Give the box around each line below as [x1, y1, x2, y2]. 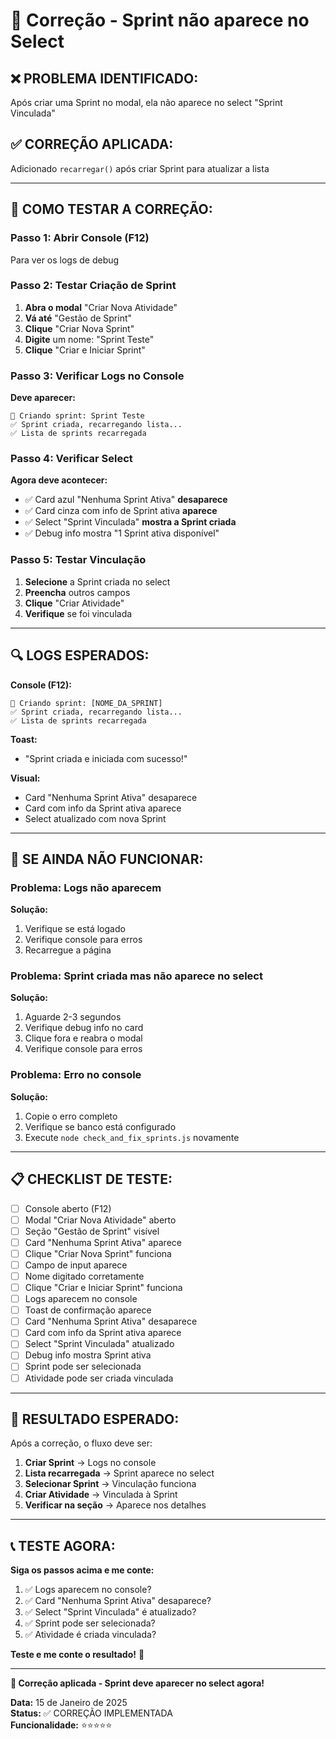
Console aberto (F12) [24, 1202, 112, 1214]
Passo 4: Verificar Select [10, 452, 133, 466]
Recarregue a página [24, 944, 112, 956]
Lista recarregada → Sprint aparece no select [24, 1467, 215, 1479]
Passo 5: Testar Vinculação [10, 553, 147, 567]
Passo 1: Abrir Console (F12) [10, 231, 150, 245]
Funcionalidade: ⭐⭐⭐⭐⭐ [10, 1719, 113, 1731]
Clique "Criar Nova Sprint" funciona [24, 1247, 172, 1259]
